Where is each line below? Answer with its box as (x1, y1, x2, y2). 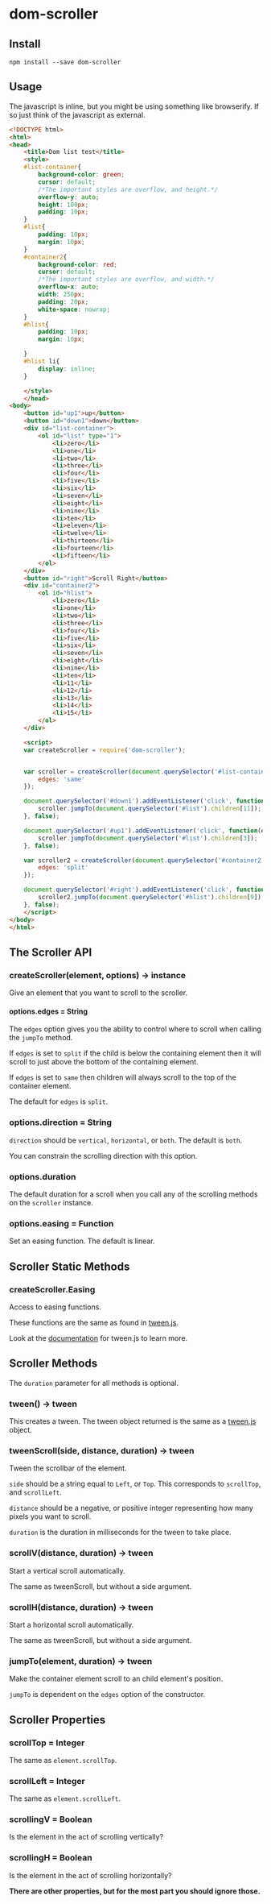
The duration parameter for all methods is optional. (9, 1378, 179, 1388)
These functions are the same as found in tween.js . (9, 1317, 179, 1327)
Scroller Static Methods (9, 1259, 130, 1273)
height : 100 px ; (38, 201, 89, 209)
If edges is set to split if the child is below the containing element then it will (9, 1048, 262, 1058)
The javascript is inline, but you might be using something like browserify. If (9, 102, 260, 111)
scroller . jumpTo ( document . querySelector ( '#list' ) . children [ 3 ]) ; (38, 834, 258, 842)
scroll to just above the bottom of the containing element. (9, 1057, 199, 1067)
